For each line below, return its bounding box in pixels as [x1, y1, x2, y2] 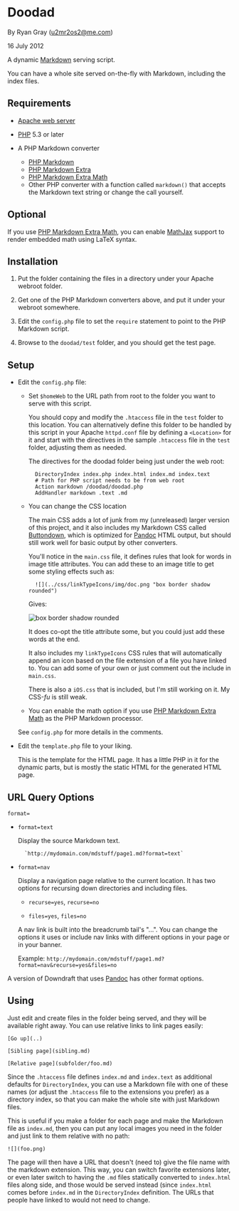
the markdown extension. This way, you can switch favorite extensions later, [7, 1165, 231, 1174]
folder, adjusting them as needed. [28, 443, 127, 452]
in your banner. [17, 941, 63, 948]
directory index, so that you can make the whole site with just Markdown [7, 1095, 220, 1104]
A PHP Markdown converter [17, 144, 100, 152]
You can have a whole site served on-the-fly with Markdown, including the [7, 69, 226, 78]
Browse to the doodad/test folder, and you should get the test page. [17, 339, 216, 347]
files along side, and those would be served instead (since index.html [7, 1180, 212, 1189]
